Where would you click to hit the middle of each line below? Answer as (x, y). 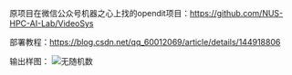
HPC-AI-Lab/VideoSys (52, 23)
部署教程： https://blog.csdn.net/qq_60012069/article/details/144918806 (145, 42)
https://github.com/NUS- (236, 13)
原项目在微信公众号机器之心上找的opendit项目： (99, 13)
